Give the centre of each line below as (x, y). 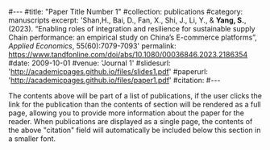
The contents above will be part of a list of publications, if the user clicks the (135, 96)
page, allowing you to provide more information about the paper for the (126, 113)
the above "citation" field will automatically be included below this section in (135, 130)
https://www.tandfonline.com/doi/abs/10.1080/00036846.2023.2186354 (128, 54)
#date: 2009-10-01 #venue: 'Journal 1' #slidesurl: (89, 63)
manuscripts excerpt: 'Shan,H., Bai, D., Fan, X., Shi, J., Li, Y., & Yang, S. (126, 20)
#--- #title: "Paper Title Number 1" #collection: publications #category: (126, 12)
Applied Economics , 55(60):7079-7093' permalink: (93, 46)
